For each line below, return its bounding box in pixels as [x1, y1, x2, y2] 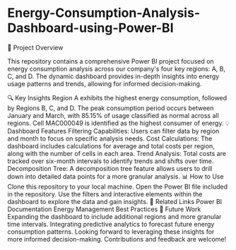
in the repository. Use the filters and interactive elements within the [7, 189, 203, 198]
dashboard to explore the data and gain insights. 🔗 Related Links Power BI [7, 197, 223, 206]
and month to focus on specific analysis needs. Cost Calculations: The [7, 134, 213, 143]
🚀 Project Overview [7, 43, 64, 52]
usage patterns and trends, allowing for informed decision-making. [7, 79, 202, 88]
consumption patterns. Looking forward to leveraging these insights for [7, 227, 215, 236]
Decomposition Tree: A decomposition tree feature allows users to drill [7, 164, 213, 172]
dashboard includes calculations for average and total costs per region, [7, 141, 216, 150]
